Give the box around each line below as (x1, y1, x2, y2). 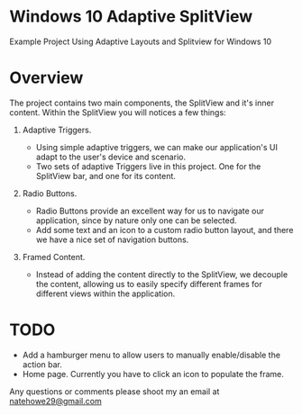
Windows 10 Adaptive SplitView (9, 6, 253, 27)
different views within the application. (35, 288, 176, 299)
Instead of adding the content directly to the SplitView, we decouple (35, 268, 288, 280)
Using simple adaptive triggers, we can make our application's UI (35, 141, 278, 152)
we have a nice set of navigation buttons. (35, 234, 189, 245)
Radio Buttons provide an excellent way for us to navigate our (35, 205, 264, 216)
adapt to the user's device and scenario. (35, 151, 187, 162)
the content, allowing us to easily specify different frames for (35, 278, 263, 289)
